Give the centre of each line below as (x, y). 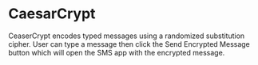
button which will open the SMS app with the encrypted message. (117, 52)
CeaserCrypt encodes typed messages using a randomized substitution (127, 36)
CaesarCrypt (52, 14)
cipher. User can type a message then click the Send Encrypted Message (129, 44)
